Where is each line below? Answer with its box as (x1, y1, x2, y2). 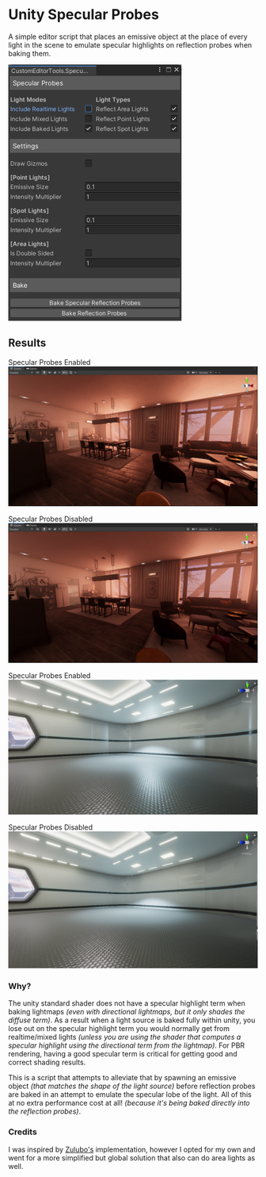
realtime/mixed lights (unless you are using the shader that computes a (8, 1033, 241, 1042)
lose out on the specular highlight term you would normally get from (8, 1024, 230, 1033)
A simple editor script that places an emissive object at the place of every (8, 32, 248, 41)
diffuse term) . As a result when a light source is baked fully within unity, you (8, 1015, 256, 1025)
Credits (8, 1126, 37, 1137)
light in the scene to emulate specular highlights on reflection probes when (8, 40, 253, 49)
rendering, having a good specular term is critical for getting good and (8, 1049, 237, 1059)
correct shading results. (8, 1057, 86, 1068)
